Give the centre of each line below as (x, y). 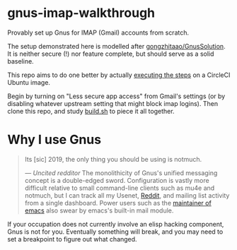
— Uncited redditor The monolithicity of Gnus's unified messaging (121, 173)
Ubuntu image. (29, 82)
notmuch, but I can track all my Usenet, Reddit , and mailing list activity (127, 195)
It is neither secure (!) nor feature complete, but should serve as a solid (111, 54)
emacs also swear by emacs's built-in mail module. (99, 210)
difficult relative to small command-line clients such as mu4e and (120, 188)
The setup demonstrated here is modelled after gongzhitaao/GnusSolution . (116, 46)
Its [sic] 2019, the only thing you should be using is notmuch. (113, 159)
